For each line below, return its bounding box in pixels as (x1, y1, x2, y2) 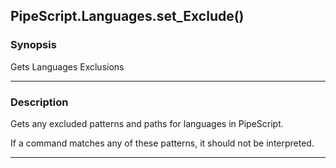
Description (10, 95, 69, 109)
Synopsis (10, 38, 57, 52)
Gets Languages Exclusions (10, 60, 125, 73)
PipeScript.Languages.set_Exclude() (10, 8, 245, 25)
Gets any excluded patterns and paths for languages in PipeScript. (10, 117, 284, 129)
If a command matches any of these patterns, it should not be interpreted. (10, 137, 315, 149)
